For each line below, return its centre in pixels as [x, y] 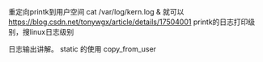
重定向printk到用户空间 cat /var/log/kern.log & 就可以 [96, 12]
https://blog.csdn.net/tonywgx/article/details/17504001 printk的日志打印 [128, 22]
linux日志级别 [52, 32]
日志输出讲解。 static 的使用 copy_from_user [82, 49]
